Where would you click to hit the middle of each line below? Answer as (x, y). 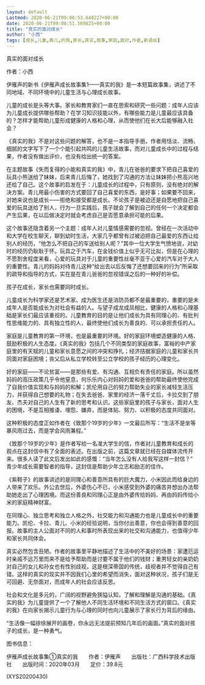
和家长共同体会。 (28, 538)
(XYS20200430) (27, 676)
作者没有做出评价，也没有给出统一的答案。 (70, 156)
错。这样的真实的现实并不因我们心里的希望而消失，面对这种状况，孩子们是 (100, 574)
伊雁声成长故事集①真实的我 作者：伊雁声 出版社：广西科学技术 (95, 657)
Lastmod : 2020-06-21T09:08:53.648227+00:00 (63, 18)
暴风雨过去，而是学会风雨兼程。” (46, 430)
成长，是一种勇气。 (41, 631)
